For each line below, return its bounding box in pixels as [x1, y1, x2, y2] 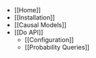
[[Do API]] [13, 28, 44, 36]
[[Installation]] [13, 13, 55, 22]
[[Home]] [13, 6, 41, 14]
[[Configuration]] [24, 36, 74, 44]
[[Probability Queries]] [24, 43, 90, 51]
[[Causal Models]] [13, 21, 67, 29]
